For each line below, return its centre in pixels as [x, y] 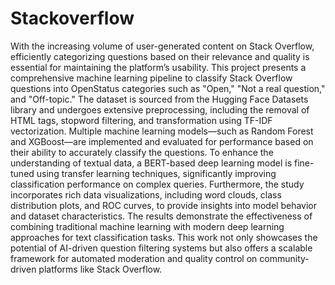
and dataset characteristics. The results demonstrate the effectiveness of [161, 216]
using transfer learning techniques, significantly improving [156, 173]
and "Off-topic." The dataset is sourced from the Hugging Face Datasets [159, 99]
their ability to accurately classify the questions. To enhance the [142, 152]
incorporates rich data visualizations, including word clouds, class [146, 194]
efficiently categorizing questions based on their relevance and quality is [160, 56]
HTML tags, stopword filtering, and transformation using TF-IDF [141, 120]
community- [284, 258]
